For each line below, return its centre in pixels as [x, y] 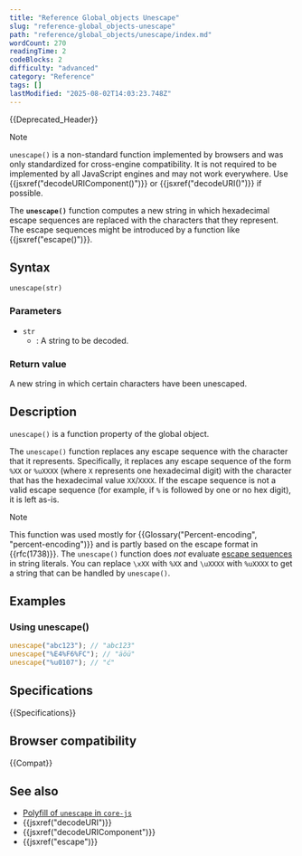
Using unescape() [49, 627]
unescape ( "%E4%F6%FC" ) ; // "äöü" [72, 654]
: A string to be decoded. [82, 340]
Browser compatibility [73, 742]
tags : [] [26, 85]
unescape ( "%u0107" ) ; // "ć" [62, 663]
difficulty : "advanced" [54, 69]
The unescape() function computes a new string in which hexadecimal [139, 210]
